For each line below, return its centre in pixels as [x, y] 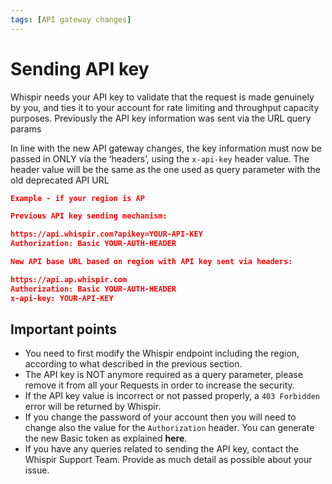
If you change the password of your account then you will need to [160, 417]
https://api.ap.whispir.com [69, 279]
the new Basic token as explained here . [106, 438]
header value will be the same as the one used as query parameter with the [165, 169]
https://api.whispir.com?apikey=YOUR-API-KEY [106, 234]
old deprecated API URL [60, 180]
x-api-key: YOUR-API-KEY [62, 298]
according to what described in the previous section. [133, 364]
